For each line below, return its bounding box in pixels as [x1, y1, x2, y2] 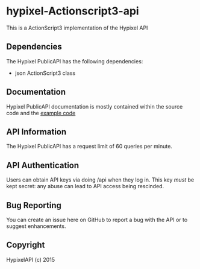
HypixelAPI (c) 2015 [6, 256, 55, 263]
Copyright [6, 240, 45, 250]
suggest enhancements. [6, 223, 66, 230]
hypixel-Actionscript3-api [6, 4, 140, 18]
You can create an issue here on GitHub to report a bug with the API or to [6, 216, 188, 223]
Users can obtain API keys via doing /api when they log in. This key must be [6, 176, 195, 183]
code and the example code [6, 109, 76, 116]
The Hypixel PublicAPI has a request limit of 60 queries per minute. [6, 143, 173, 150]
